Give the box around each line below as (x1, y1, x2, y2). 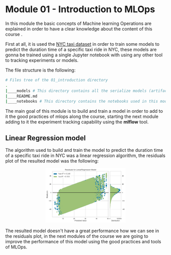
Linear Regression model (5, 134, 86, 142)
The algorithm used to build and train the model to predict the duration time (5, 147, 163, 153)
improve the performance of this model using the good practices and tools (5, 239, 161, 245)
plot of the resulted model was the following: (5, 158, 99, 164)
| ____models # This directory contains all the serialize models (5, 88, 147, 93)
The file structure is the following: (5, 67, 76, 73)
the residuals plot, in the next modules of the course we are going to (5, 233, 149, 239)
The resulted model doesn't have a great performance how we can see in (5, 228, 159, 234)
